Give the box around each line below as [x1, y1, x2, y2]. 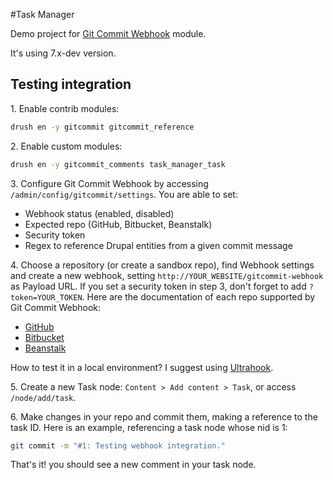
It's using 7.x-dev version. [10, 47, 117, 59]
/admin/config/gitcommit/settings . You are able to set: [10, 188, 238, 200]
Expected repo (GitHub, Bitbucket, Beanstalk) [24, 218, 213, 230]
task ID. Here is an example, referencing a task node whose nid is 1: [10, 421, 288, 433]
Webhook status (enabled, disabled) [24, 207, 175, 219]
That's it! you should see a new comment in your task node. [10, 459, 257, 471]
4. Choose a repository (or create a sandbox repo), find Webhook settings [10, 259, 315, 271]
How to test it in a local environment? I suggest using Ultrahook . [10, 361, 274, 373]
